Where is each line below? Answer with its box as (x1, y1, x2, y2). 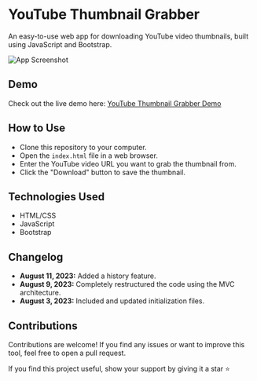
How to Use (8, 122, 66, 135)
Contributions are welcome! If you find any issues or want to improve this (8, 340, 245, 349)
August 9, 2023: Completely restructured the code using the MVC (19, 280, 235, 289)
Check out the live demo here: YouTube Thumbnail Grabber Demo (8, 98, 222, 108)
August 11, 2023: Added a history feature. (19, 271, 156, 280)
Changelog (8, 250, 64, 264)
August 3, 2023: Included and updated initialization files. (19, 296, 205, 306)
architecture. (19, 288, 61, 298)
